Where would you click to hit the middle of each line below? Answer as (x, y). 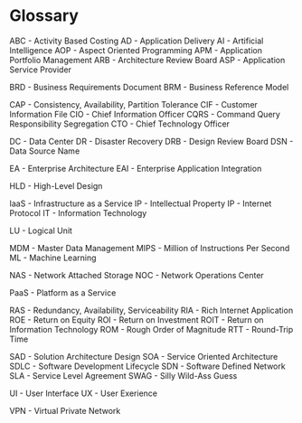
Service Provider (41, 70)
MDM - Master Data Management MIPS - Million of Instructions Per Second (150, 248)
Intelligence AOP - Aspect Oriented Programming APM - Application (136, 50)
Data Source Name (45, 151)
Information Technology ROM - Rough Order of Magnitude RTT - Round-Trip (151, 329)
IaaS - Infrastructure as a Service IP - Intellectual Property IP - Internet (141, 203)
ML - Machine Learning (53, 258)
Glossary (44, 16)
